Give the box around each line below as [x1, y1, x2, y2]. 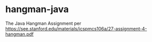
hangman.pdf [5, 31, 34, 37]
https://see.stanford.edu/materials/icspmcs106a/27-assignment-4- [5, 25, 147, 31]
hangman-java [5, 4, 69, 15]
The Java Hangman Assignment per [5, 20, 82, 26]
